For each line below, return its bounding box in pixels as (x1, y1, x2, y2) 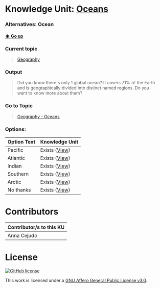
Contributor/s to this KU (7, 224, 65, 231)
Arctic (7, 178, 22, 185)
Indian (7, 163, 22, 169)
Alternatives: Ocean (5, 21, 54, 28)
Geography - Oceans (17, 114, 60, 120)
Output (5, 69, 23, 75)
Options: (5, 126, 26, 133)
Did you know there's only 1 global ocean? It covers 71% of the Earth (17, 80, 156, 86)
